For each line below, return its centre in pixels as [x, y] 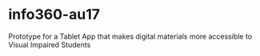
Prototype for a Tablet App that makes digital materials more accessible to [130, 36]
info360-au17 [54, 15]
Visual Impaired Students [50, 44]
